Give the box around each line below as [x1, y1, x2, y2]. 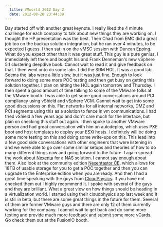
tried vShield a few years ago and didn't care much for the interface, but [5, 113, 150, 119]
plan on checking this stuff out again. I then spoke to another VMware [5, 118, 145, 124]
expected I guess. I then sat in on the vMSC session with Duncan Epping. [5, 46, 152, 52]
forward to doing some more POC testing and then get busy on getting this [5, 77, 155, 83]
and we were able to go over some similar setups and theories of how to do [5, 144, 156, 150]
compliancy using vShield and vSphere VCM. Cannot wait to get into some [5, 98, 154, 103]
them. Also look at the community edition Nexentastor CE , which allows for [5, 160, 155, 166]
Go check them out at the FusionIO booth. [5, 217, 89, 223]
